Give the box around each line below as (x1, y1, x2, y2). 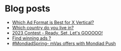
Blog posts (5, 3, 50, 14)
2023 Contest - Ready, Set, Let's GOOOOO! (12, 30, 103, 36)
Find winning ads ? (12, 35, 51, 41)
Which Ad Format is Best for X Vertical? (12, 19, 94, 25)
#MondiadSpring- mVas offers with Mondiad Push (12, 40, 116, 46)
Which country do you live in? (12, 24, 74, 30)
